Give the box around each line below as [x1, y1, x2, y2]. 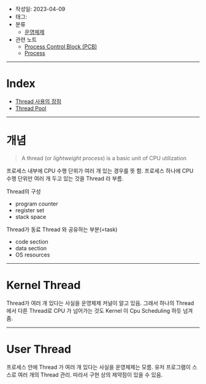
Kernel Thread [6, 278, 81, 293]
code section [15, 238, 49, 245]
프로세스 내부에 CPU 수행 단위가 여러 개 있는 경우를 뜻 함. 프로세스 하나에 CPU [6, 167, 194, 174]
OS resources [15, 251, 50, 258]
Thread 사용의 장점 [15, 98, 62, 105]
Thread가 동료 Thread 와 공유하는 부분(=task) [6, 226, 118, 233]
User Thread [6, 342, 72, 356]
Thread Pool [15, 104, 47, 112]
